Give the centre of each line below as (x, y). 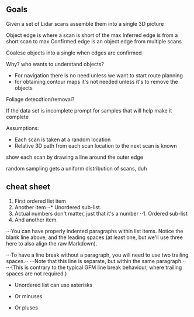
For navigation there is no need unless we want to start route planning (98, 75)
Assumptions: (22, 128)
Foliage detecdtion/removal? (40, 99)
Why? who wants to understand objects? (55, 64)
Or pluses (26, 308)
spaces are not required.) (37, 273)
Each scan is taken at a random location (63, 139)
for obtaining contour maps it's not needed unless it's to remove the (96, 81)
